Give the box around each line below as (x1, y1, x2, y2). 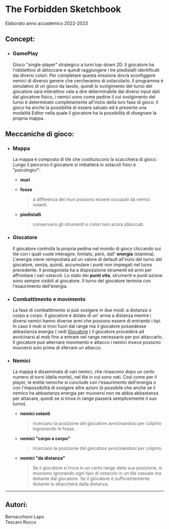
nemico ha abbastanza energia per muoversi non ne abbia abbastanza (12, 390, 158, 396)
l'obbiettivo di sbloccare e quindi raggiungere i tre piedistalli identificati (12, 67, 160, 73)
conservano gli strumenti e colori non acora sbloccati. (32, 221, 144, 228)
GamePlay (12, 50, 39, 57)
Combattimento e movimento (12, 295, 86, 302)
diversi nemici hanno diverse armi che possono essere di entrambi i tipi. (12, 318, 162, 324)
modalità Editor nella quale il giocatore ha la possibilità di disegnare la (12, 110, 157, 116)
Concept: (5, 35, 35, 43)
